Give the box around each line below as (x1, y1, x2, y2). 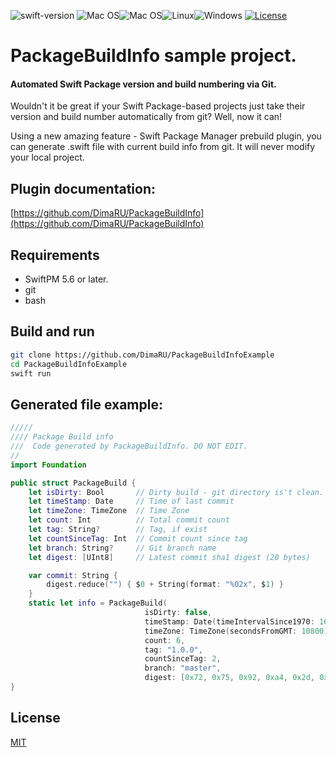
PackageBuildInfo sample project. (10, 45, 297, 67)
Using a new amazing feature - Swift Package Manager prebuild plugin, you (10, 130, 322, 142)
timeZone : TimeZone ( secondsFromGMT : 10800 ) (144, 626, 329, 636)
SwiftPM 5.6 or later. (24, 273, 109, 285)
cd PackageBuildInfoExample (10, 359, 128, 369)
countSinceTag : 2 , (144, 654, 222, 664)
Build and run (10, 323, 95, 340)
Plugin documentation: (10, 180, 157, 197)
